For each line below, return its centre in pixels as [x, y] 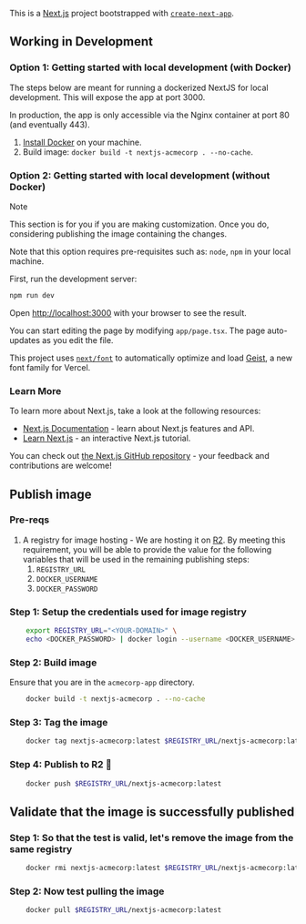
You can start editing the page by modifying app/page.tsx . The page [138, 330]
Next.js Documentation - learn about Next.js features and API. [138, 429]
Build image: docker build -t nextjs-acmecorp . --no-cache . [138, 152]
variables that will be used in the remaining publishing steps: [136, 559]
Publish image [51, 494]
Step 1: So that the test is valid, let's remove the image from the [152, 838]
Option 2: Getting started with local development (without [140, 175]
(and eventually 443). [50, 124]
